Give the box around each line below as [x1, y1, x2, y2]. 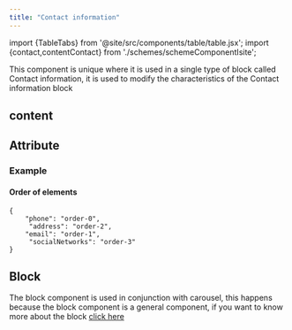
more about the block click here [9, 311, 125, 322]
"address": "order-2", [28, 222, 113, 231]
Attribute [9, 138, 60, 153]
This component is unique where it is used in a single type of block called [9, 64, 276, 74]
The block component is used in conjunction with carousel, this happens [9, 293, 273, 303]
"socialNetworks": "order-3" [28, 237, 137, 246]
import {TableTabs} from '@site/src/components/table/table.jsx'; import [9, 37, 269, 48]
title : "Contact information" [9, 12, 121, 22]
